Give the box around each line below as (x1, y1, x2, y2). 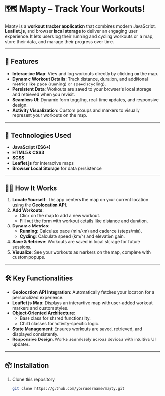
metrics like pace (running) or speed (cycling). (12, 81, 106, 87)
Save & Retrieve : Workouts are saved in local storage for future (12, 239, 140, 245)
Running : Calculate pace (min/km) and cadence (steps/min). (19, 228, 142, 234)
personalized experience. (12, 295, 64, 301)
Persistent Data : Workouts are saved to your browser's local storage (12, 86, 152, 92)
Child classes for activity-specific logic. (19, 321, 100, 327)
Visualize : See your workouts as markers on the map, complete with (12, 249, 151, 255)
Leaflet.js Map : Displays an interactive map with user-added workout (12, 300, 153, 306)
